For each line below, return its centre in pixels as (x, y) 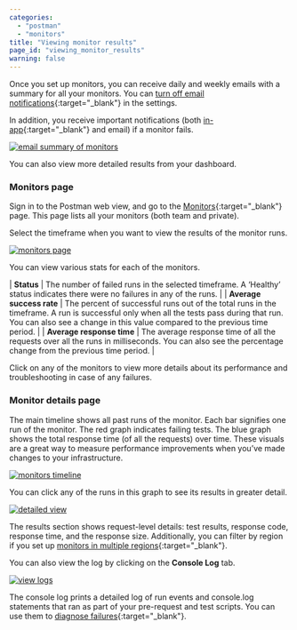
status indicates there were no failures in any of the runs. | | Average (135, 294)
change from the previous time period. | (82, 351)
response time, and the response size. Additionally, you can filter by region (146, 536)
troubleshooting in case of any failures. (81, 378)
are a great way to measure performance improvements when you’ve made (147, 448)
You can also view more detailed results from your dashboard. (123, 164)
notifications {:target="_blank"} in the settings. (93, 103)
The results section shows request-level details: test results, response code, (149, 526)
